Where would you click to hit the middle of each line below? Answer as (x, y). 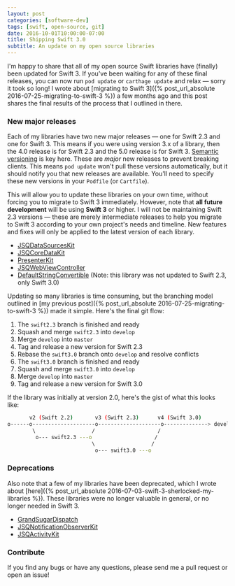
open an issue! (29, 575)
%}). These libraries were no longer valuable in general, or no (121, 498)
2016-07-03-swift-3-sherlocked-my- (161, 491)
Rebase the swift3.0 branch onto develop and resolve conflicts (108, 355)
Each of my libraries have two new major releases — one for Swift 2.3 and (114, 136)
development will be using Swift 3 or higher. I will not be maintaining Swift (114, 210)
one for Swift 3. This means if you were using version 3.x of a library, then (114, 144)
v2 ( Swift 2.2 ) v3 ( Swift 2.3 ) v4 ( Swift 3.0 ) (115, 418)
